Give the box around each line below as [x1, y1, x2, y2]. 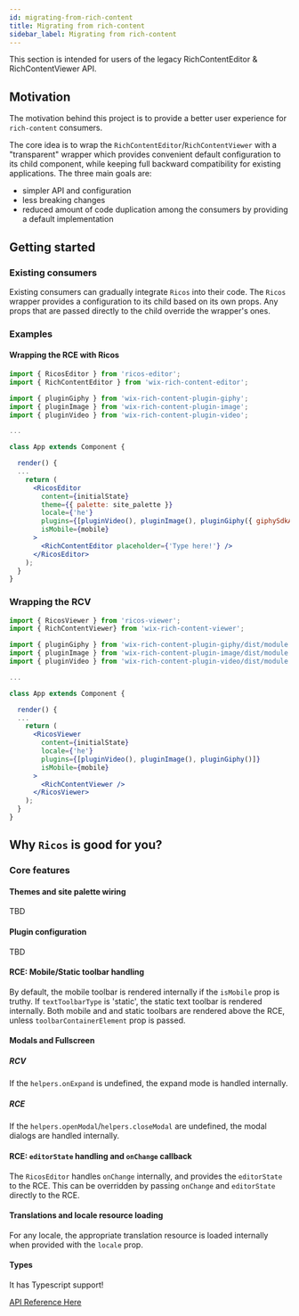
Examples [9, 327, 53, 339]
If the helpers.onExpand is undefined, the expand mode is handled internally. [9, 1078, 288, 1089]
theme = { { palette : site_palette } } [41, 500, 174, 509]
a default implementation [21, 214, 114, 225]
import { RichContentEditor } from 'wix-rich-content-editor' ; [9, 378, 249, 387]
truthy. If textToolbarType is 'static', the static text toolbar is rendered [9, 995, 263, 1007]
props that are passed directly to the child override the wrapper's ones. [9, 305, 271, 316]
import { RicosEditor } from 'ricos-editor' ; [9, 370, 181, 379]
